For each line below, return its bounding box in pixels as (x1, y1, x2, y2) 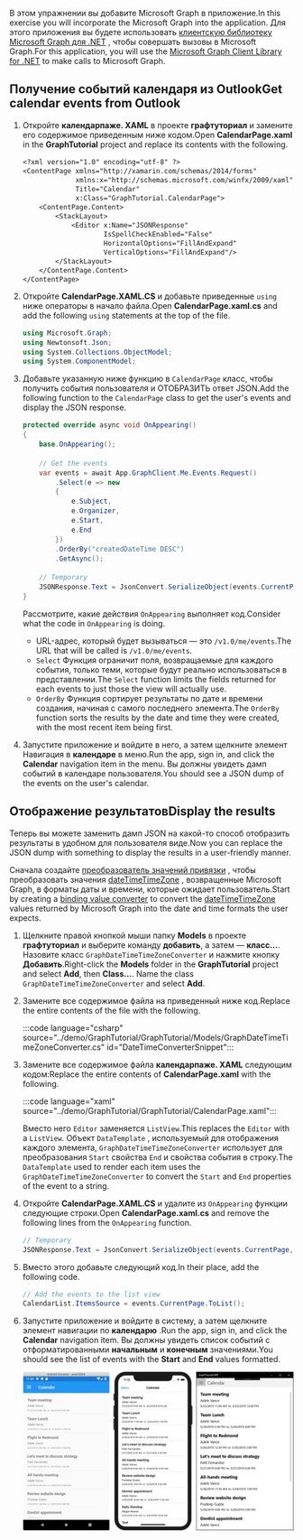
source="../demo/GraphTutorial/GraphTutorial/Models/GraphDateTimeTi (22, 1032, 289, 1043)
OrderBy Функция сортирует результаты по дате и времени (35, 692, 263, 703)
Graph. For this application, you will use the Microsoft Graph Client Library (9, 46, 282, 57)
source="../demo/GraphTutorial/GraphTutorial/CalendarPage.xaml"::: (22, 1105, 277, 1116)
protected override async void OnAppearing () (22, 421, 197, 430)
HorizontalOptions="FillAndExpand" (103, 238, 237, 247)
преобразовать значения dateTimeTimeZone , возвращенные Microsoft (9, 874, 282, 885)
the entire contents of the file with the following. (22, 1005, 201, 1016)
